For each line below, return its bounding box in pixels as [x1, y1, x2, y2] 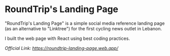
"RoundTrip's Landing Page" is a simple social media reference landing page [5, 20, 165, 26]
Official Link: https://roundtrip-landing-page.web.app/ [5, 45, 119, 51]
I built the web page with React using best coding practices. [5, 35, 130, 41]
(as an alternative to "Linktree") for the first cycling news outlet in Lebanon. [5, 25, 162, 31]
